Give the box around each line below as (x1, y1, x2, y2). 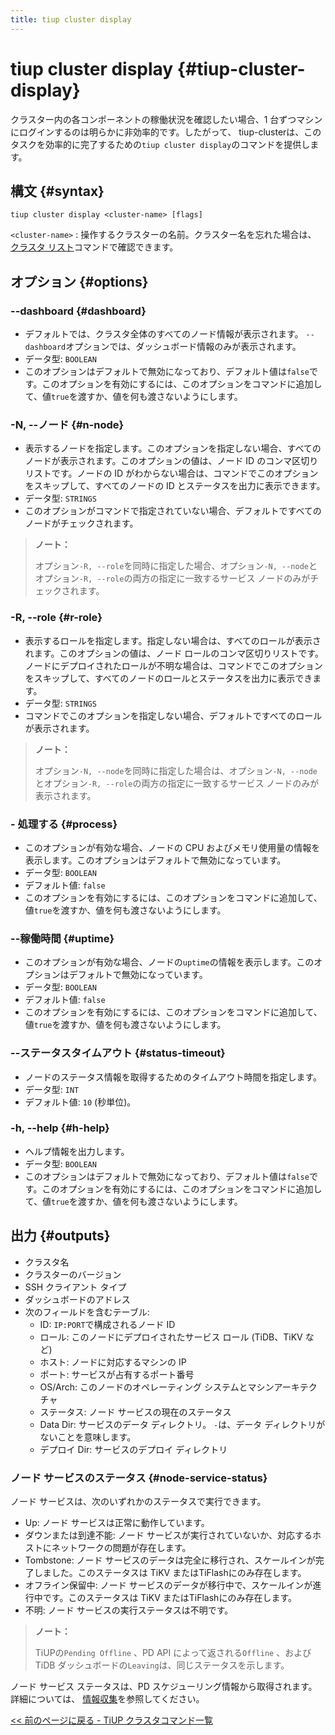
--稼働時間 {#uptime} (10, 931, 115, 945)
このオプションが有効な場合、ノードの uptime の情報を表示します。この (24, 956, 315, 968)
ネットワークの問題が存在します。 (51, 1541, 192, 1553)
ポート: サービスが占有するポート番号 (39, 1368, 195, 1380)
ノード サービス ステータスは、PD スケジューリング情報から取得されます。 (10, 1680, 318, 1692)
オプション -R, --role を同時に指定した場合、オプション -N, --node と (34, 560, 318, 572)
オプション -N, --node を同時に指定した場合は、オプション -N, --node (34, 764, 318, 776)
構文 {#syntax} (10, 182, 105, 200)
